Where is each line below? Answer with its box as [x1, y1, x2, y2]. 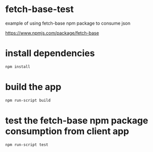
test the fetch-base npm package [5, 115, 148, 126]
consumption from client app [5, 125, 129, 137]
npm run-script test [5, 142, 49, 147]
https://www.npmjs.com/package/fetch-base [5, 30, 99, 36]
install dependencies [5, 48, 95, 59]
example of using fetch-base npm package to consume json [5, 20, 130, 26]
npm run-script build [5, 98, 51, 103]
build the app [5, 81, 62, 93]
